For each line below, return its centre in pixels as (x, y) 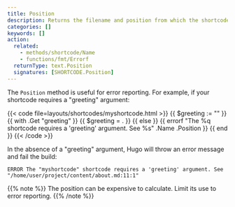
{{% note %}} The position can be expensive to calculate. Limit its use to (112, 188)
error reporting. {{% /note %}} (51, 196)
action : (19, 40)
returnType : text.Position (53, 66)
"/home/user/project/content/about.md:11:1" (73, 176)
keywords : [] (26, 33)
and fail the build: (32, 156)
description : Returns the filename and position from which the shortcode (119, 20)
